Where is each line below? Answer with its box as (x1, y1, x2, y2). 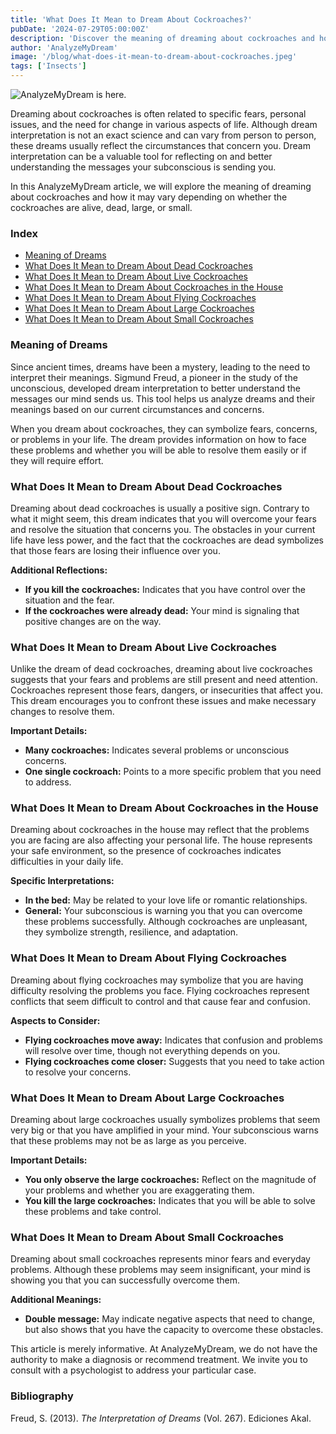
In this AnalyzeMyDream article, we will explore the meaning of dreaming (10, 181, 312, 192)
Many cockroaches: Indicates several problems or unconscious (24, 744, 290, 756)
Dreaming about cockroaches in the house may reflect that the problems (10, 824, 310, 836)
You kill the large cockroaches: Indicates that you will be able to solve (24, 1195, 316, 1207)
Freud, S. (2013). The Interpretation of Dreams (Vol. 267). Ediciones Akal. (10, 1412, 312, 1424)
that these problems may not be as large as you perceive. (10, 1135, 247, 1147)
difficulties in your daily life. (10, 856, 124, 868)
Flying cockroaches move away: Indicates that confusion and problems (24, 1034, 323, 1046)
